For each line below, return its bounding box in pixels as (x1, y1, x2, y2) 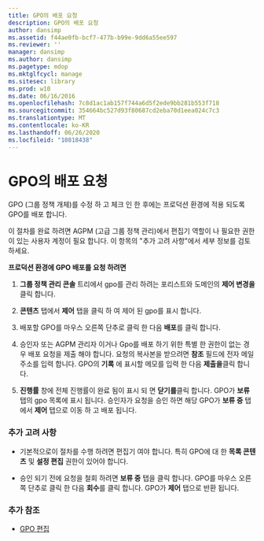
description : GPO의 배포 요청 (8, 19, 99, 27)
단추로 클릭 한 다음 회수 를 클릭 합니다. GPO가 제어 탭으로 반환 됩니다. (27, 483, 240, 492)
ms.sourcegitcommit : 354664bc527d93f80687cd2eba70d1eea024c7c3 (8, 107, 220, 115)
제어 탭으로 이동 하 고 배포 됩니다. (34, 406, 137, 415)
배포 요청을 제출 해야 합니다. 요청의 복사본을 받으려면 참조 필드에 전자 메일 (27, 350, 255, 359)
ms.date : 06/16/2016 (8, 92, 76, 100)
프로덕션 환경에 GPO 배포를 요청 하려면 (8, 263, 127, 272)
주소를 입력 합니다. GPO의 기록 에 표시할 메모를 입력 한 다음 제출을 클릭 (19, 359, 236, 369)
